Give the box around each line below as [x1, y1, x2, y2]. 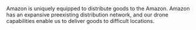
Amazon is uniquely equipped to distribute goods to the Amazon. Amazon [6, 5, 190, 12]
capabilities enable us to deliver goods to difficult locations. [6, 18, 155, 24]
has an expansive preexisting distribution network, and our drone [6, 11, 169, 18]
